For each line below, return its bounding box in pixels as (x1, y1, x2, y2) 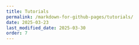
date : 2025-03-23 (6, 19, 49, 25)
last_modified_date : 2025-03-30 (6, 25, 86, 31)
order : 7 (6, 30, 28, 36)
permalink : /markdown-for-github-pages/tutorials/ (6, 14, 134, 20)
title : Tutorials (6, 8, 49, 15)
